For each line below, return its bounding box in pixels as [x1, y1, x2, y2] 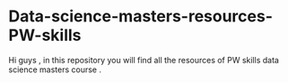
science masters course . [8, 64, 102, 75]
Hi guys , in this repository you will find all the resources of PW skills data [8, 54, 280, 65]
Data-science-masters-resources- [8, 6, 273, 27]
